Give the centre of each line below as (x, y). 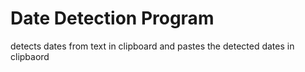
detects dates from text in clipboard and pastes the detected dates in (152, 46)
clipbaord (30, 56)
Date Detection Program (112, 18)
